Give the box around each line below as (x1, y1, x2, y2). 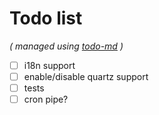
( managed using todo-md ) (9, 40, 124, 52)
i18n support (23, 59, 76, 71)
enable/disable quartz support (23, 71, 149, 82)
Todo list (9, 7, 83, 30)
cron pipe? (23, 93, 69, 106)
